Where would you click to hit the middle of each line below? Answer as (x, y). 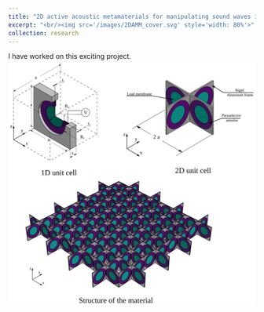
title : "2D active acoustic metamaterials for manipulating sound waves (130, 16)
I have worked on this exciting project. (70, 56)
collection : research (44, 33)
